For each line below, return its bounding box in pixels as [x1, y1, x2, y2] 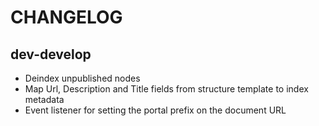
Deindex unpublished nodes [24, 72, 141, 84]
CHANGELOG [10, 6, 123, 29]
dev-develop [10, 46, 92, 63]
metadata [24, 94, 65, 105]
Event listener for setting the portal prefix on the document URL [24, 104, 287, 116]
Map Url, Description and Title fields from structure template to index [24, 83, 309, 95]
